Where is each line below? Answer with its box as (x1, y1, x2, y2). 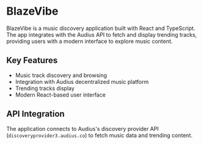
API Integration (6, 109, 65, 119)
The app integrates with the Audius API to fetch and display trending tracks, (6, 31, 197, 38)
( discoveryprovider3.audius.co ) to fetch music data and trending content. (6, 132, 193, 139)
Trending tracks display (15, 84, 75, 92)
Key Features (6, 55, 58, 65)
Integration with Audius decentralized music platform (15, 78, 149, 85)
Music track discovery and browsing (15, 72, 107, 79)
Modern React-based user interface (15, 91, 106, 99)
